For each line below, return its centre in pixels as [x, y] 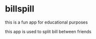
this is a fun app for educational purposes [47, 22]
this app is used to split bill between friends [48, 31]
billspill [20, 9]
